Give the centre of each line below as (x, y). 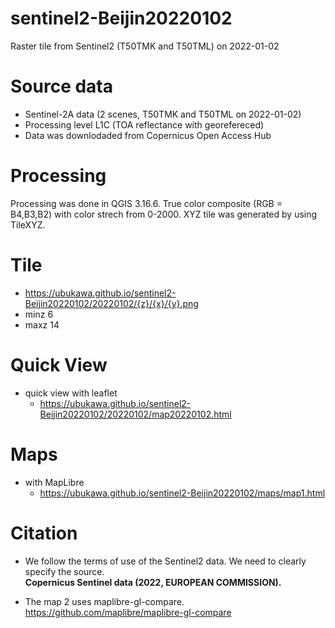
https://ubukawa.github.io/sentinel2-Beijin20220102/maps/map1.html (182, 493)
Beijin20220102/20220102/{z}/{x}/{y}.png (111, 303)
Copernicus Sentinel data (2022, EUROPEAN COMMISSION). (153, 582)
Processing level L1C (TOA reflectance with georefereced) (144, 124)
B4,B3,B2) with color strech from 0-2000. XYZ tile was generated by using (164, 214)
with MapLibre (54, 482)
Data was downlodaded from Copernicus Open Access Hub (148, 135)
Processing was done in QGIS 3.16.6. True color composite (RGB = (146, 203)
